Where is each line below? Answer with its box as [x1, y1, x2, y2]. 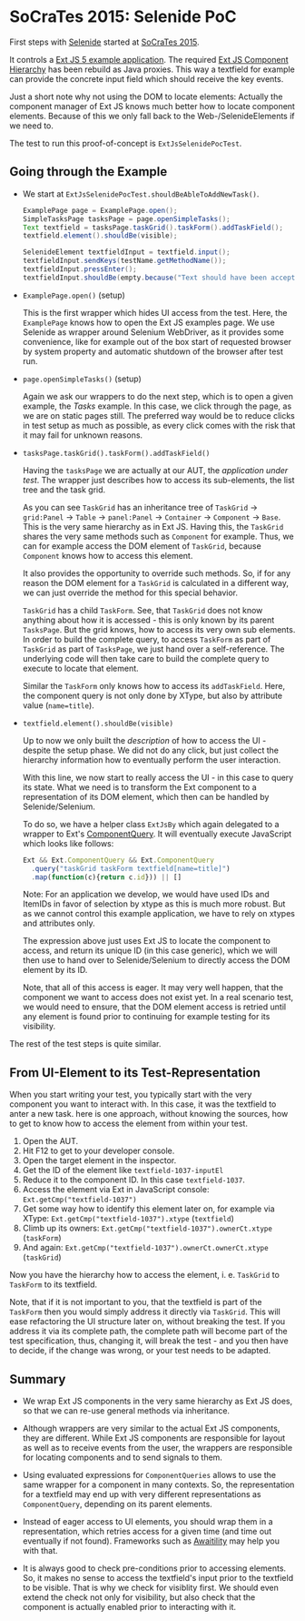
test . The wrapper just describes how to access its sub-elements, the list [22, 474, 295, 485]
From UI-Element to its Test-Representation [9, 1065, 261, 1080]
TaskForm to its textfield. [9, 1279, 98, 1290]
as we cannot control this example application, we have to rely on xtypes [22, 908, 295, 919]
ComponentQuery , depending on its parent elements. [22, 1499, 213, 1509]
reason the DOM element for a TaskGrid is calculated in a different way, [22, 577, 289, 588]
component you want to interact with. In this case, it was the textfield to [9, 1099, 277, 1109]
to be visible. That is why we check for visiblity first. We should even [22, 1582, 280, 1593]
